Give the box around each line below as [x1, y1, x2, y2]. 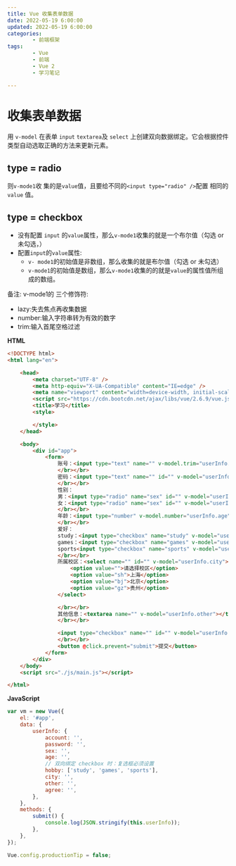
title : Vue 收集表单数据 [7, 10, 74, 18]
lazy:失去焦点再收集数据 [17, 305, 87, 313]
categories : [7, 30, 42, 37]
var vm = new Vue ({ [7, 708, 65, 715]
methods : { [20, 806, 52, 813]
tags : [7, 43, 23, 50]
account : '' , [44, 734, 83, 741]
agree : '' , [44, 786, 77, 793]
